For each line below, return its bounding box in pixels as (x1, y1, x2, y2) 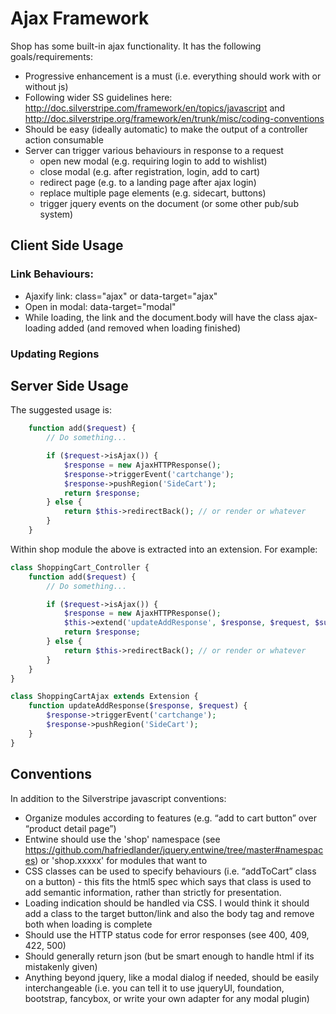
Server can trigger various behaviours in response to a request (24, 144, 284, 156)
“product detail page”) (24, 822, 117, 834)
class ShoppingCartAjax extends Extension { (10, 692, 199, 702)
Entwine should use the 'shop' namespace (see (24, 833, 221, 845)
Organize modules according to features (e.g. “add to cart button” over (24, 812, 317, 824)
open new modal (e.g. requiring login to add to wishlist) (39, 155, 268, 167)
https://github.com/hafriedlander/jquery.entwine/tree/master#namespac (24, 843, 324, 856)
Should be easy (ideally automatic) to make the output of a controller (24, 123, 308, 135)
